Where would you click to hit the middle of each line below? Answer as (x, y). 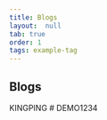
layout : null (36, 26)
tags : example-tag (43, 51)
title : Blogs (33, 17)
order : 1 (25, 42)
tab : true (28, 34)
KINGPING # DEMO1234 (53, 108)
